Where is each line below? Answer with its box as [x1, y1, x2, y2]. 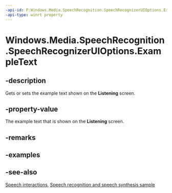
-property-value [5, 104, 58, 113]
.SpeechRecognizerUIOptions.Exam [5, 45, 162, 57]
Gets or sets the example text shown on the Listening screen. [5, 90, 136, 96]
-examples [5, 151, 40, 159]
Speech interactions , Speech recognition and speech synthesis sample [5, 181, 155, 187]
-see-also [5, 168, 37, 177]
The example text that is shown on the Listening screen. [5, 118, 124, 124]
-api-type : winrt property [5, 12, 63, 17]
